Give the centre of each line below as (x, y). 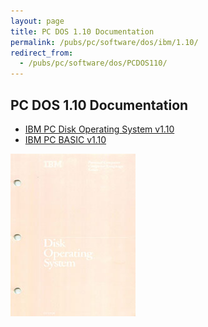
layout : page (37, 21)
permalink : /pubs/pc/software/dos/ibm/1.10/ (104, 42)
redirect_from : (42, 53)
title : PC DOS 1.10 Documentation (82, 31)
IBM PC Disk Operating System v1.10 (99, 129)
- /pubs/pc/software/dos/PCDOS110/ (93, 63)
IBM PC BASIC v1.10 (65, 139)
